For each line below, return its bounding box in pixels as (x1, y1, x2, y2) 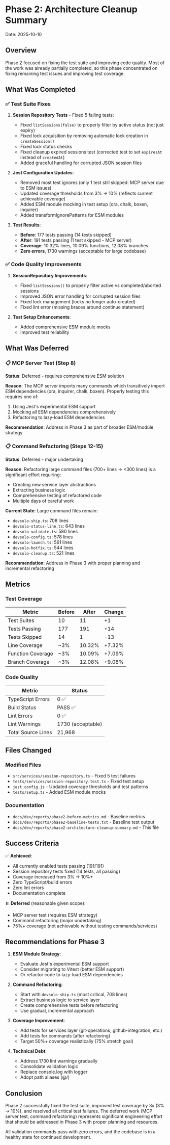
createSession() (20, 139, 55, 144)
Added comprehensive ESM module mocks (20, 324, 111, 330)
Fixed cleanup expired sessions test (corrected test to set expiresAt (20, 149, 162, 155)
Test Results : (12, 222, 41, 228)
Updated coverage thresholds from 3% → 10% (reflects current (20, 190, 153, 197)
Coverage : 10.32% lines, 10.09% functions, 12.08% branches (20, 243, 149, 249)
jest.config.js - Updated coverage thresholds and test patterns (12, 784, 149, 790)
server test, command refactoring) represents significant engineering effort (5, 1113, 163, 1120)
